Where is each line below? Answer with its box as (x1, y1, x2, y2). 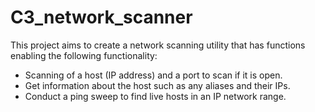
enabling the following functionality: (10, 49, 158, 61)
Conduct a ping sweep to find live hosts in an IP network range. (24, 90, 287, 102)
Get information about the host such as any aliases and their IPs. (24, 79, 291, 91)
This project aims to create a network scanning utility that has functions (10, 39, 306, 51)
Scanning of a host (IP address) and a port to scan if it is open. (24, 69, 283, 81)
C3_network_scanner (10, 6, 193, 29)
